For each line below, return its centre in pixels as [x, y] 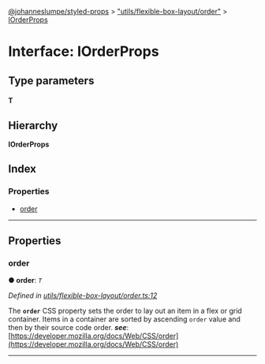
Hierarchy [33, 125]
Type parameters [51, 81]
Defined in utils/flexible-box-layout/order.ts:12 [83, 295]
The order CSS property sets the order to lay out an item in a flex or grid [125, 311]
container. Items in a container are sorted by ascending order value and [124, 319]
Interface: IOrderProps [84, 52]
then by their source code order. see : [69, 328]
